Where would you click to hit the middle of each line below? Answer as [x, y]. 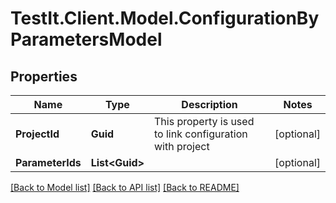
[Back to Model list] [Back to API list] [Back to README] [125, 187]
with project [182, 146]
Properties [44, 76]
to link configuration [201, 134]
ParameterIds [48, 162]
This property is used [204, 121]
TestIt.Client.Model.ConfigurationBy [165, 18]
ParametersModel [86, 39]
